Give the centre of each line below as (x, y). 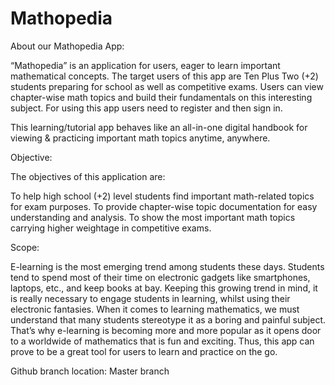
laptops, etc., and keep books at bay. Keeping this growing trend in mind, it (164, 288)
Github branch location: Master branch (90, 371)
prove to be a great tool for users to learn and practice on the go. (144, 351)
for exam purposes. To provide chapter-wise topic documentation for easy (164, 206)
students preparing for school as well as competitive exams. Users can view (167, 86)
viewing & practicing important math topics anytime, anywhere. (140, 138)
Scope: (25, 247)
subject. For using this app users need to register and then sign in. (146, 108)
